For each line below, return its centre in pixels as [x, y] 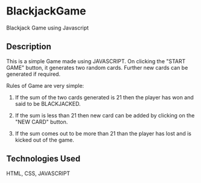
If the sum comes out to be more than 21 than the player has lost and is [103, 133]
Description [29, 47]
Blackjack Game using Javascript [48, 28]
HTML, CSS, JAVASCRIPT [38, 173]
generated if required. [33, 74]
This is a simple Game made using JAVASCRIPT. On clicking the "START [96, 61]
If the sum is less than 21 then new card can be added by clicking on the [105, 115]
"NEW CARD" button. [41, 122]
